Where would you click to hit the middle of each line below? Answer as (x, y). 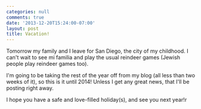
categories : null (28, 12)
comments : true (25, 17)
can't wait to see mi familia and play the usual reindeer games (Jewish (93, 57)
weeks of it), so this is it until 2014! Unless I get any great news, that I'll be (98, 82)
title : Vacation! (28, 34)
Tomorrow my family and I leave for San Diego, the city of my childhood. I (97, 51)
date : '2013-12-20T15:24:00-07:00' (51, 23)
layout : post (23, 28)
